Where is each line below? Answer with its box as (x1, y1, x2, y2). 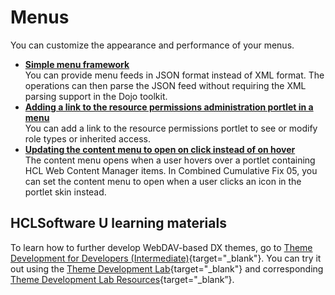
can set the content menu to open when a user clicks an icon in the (24, 175, 302, 187)
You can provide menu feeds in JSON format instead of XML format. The (24, 69, 325, 81)
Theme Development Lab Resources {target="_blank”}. (10, 273, 235, 285)
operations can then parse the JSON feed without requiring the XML (24, 79, 307, 91)
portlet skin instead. (24, 186, 107, 198)
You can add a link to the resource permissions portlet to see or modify (24, 122, 318, 134)
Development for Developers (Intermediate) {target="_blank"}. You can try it (10, 252, 322, 264)
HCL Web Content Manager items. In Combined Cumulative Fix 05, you (24, 164, 318, 176)
